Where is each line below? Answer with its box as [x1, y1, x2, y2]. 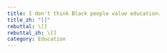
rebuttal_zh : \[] [7, 29, 57, 36]
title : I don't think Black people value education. [7, 10, 162, 17]
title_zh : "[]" [7, 17, 51, 23]
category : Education [7, 36, 67, 43]
